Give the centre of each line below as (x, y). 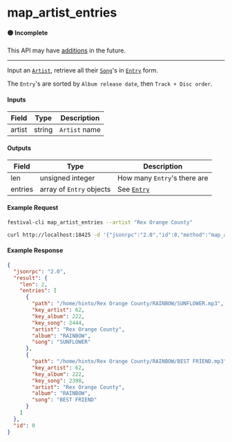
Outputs (19, 148)
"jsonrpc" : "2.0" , (40, 271)
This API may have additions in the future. (67, 50)
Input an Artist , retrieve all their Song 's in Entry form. (83, 70)
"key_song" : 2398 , (58, 381)
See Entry (133, 189)
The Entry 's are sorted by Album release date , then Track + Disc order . (110, 84)
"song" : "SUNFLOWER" (61, 342)
